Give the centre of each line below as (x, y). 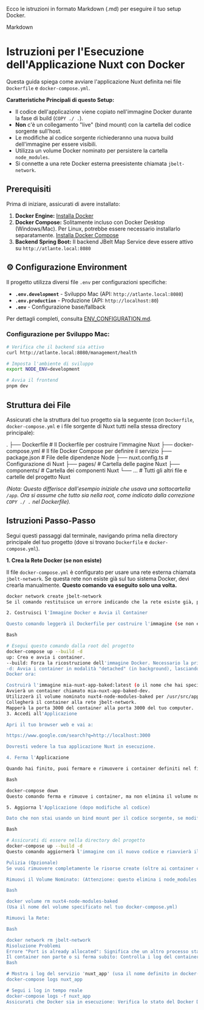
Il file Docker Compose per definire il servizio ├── (109, 451)
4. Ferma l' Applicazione (38, 758)
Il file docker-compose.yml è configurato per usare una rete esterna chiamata (101, 572)
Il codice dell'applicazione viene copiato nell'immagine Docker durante (104, 112)
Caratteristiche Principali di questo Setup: (60, 99)
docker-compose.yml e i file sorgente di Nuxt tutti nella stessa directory (94, 426)
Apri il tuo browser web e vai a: (50, 725)
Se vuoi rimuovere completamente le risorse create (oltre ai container (100, 869)
